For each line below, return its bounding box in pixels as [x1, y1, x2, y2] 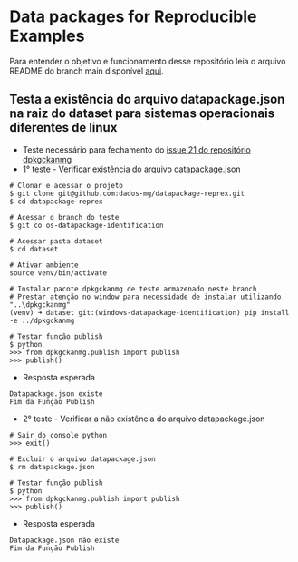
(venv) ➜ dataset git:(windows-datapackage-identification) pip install [9, 308, 290, 317]
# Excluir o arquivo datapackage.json [9, 454, 156, 464]
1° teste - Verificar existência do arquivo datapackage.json [22, 163, 241, 174]
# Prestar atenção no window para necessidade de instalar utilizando [9, 292, 282, 301]
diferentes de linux [9, 120, 118, 135]
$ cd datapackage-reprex [9, 197, 103, 206]
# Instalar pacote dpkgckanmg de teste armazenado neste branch [9, 284, 257, 293]
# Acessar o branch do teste [9, 212, 120, 222]
